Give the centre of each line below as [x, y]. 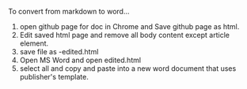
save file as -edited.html [59, 52]
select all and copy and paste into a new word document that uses [128, 69]
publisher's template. [54, 77]
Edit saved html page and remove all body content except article [124, 35]
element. [34, 43]
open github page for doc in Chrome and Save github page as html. [129, 26]
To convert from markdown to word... [69, 11]
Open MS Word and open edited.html [80, 60]
